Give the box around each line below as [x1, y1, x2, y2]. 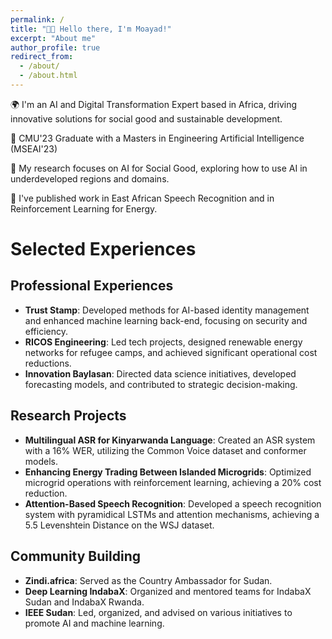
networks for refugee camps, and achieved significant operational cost [24, 346, 318, 358]
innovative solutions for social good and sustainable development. [10, 112, 283, 125]
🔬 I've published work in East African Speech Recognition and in [10, 192, 275, 204]
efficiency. [24, 325, 68, 337]
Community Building [10, 548, 141, 565]
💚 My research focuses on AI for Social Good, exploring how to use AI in [10, 162, 308, 174]
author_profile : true [10, 42, 101, 53]
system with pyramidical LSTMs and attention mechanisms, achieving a [24, 508, 320, 520]
